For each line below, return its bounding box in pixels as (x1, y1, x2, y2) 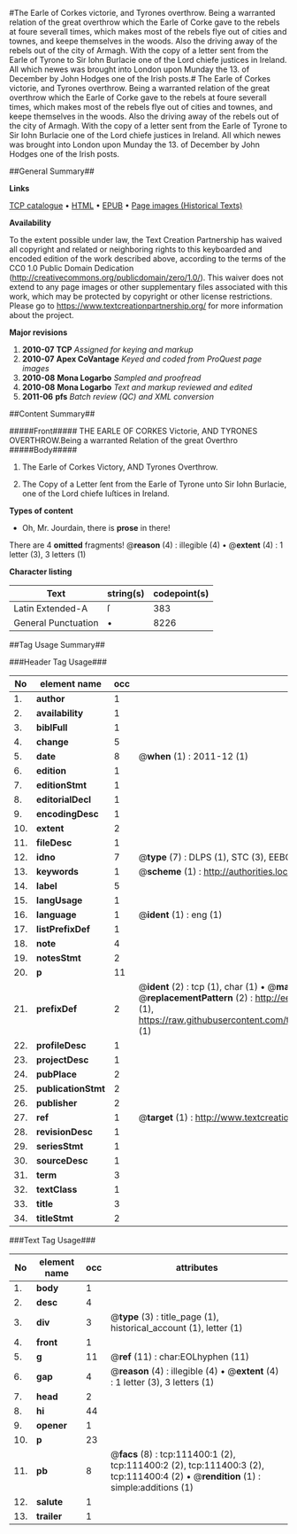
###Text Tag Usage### (9, 1235, 96, 1245)
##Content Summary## (9, 409, 95, 419)
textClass (36, 1183, 78, 1195)
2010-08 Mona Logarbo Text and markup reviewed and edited (21, 382, 253, 393)
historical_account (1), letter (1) (110, 1322, 243, 1334)
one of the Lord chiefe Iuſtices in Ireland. (21, 488, 170, 499)
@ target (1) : (138, 1111, 194, 1124)
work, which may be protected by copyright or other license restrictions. (9, 292, 272, 301)
